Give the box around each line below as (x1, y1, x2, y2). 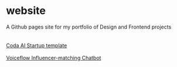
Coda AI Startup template (6, 42, 67, 49)
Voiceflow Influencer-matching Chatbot (6, 54, 101, 61)
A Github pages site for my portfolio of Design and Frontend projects (6, 23, 172, 30)
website (6, 4, 46, 17)
